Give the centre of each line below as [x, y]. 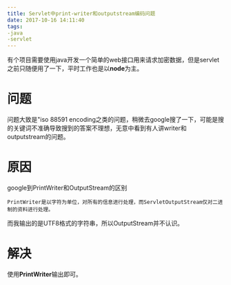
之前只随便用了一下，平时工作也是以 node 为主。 [75, 68]
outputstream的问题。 [38, 137]
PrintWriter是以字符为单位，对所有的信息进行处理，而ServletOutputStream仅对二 [113, 202]
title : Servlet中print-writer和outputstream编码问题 [81, 13]
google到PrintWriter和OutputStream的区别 [67, 188]
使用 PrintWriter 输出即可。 [45, 274]
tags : [15, 26]
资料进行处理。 [35, 210]
